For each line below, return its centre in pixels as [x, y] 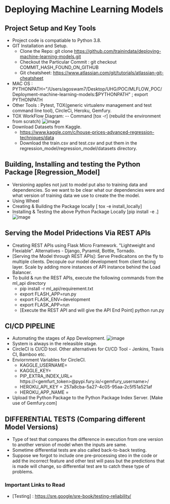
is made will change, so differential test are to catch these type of [81, 466]
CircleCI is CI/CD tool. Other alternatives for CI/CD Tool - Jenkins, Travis [88, 349]
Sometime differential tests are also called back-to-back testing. [79, 450]
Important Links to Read [35, 485]
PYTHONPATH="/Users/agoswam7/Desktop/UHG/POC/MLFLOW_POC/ [87, 89]
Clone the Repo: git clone [46, 51]
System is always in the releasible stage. [54, 344]
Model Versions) [32, 427]
